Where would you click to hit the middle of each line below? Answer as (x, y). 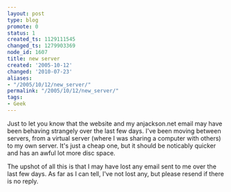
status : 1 (21, 33)
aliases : (20, 78)
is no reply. (23, 181)
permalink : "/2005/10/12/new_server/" (63, 91)
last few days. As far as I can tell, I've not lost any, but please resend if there (116, 173)
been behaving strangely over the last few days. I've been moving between (114, 131)
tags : (15, 98)
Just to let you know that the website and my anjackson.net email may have (115, 123)
